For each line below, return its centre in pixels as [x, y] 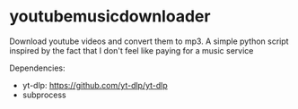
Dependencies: [37, 68]
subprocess [44, 95]
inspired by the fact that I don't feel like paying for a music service [131, 50]
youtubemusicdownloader [110, 17]
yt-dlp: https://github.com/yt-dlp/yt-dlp [95, 85]
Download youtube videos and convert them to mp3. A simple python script [149, 41]
